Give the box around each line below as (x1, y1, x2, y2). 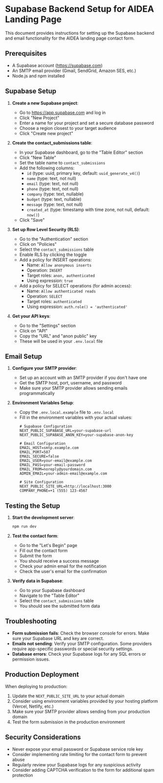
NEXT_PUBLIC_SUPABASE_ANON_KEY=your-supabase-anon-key (19, 432, 133, 438)
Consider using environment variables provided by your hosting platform (12, 698, 159, 704)
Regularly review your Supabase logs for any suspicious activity (12, 761, 141, 767)
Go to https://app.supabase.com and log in (19, 109, 106, 116)
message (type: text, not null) (26, 201, 83, 207)
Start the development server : (12, 515, 75, 521)
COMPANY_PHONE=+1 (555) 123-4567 (19, 488, 88, 493)
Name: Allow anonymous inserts (26, 262, 92, 268)
